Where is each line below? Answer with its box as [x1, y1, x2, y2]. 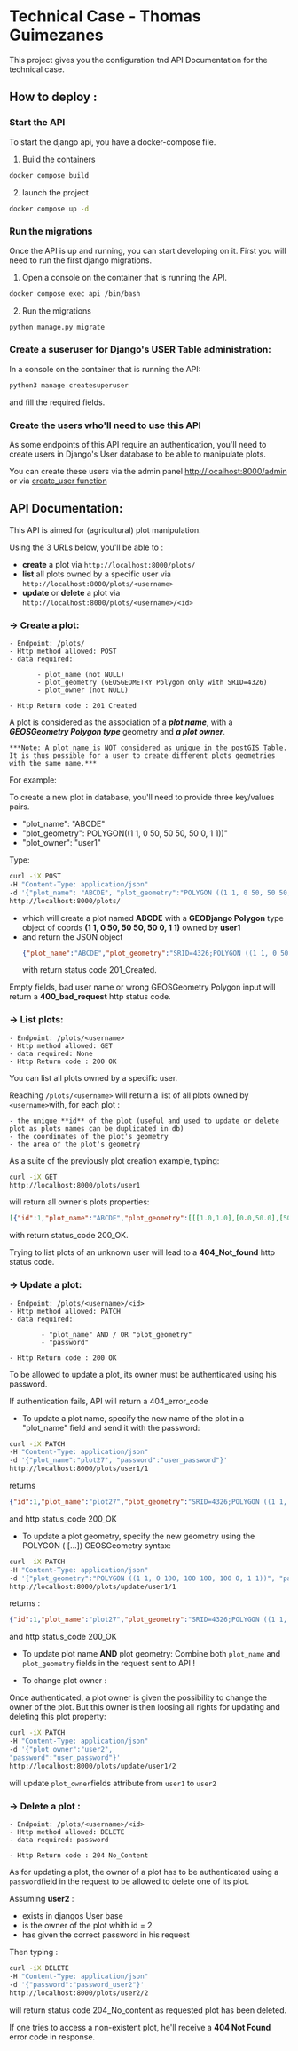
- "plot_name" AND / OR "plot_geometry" [41, 1330, 192, 1339]
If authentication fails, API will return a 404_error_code [9, 1395, 208, 1406]
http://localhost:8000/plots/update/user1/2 [9, 1761, 176, 1770]
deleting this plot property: [9, 1712, 106, 1722]
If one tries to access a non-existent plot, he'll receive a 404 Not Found [9, 2022, 271, 2032]
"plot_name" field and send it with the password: [21, 1422, 200, 1433]
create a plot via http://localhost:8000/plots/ [21, 559, 196, 569]
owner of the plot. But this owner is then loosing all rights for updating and [9, 1702, 281, 1713]
